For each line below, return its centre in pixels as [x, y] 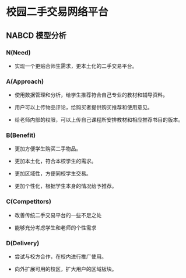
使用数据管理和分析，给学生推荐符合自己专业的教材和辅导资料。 [91, 95]
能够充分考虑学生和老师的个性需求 [55, 227]
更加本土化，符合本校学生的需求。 [55, 161]
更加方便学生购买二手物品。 [48, 149]
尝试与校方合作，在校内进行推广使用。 [60, 257]
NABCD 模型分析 [36, 35]
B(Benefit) [21, 135]
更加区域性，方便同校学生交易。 [53, 174]
